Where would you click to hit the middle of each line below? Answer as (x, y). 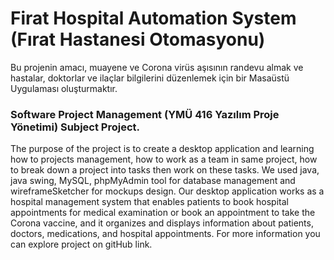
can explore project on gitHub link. (81, 244)
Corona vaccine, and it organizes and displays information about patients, (162, 223)
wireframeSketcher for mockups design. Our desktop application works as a (167, 191)
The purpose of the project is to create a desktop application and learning (162, 149)
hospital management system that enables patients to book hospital (149, 202)
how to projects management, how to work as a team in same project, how (164, 159)
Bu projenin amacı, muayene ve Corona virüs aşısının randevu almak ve (157, 67)
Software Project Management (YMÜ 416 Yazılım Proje (145, 114)
